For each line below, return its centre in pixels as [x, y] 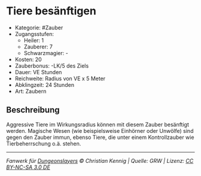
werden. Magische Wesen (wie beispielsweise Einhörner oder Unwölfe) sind [100, 131]
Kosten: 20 [28, 59]
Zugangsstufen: [34, 34]
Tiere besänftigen [51, 11]
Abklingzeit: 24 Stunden [45, 84]
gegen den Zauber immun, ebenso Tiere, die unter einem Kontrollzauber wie [100, 137]
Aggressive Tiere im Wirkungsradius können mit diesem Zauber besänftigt [98, 125]
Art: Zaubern [31, 91]
